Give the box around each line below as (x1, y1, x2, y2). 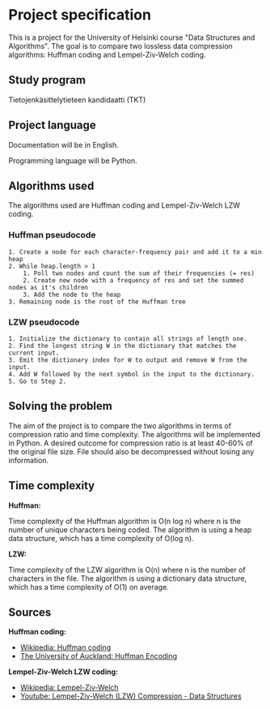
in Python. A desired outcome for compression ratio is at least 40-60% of (8, 438, 253, 448)
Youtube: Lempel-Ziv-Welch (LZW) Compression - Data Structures (19, 691, 242, 701)
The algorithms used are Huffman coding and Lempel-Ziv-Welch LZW (8, 200, 241, 210)
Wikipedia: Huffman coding (19, 642, 112, 652)
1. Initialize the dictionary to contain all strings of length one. (8, 334, 248, 342)
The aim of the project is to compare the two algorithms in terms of (8, 420, 232, 431)
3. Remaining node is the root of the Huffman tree (8, 298, 186, 306)
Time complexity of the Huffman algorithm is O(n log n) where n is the (8, 516, 241, 526)
